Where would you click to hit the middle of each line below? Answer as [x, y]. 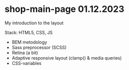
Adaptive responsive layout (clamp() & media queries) [67, 58]
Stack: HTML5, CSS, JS [29, 32]
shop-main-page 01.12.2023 [64, 9]
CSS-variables [27, 63]
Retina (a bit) [25, 53]
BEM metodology [30, 42]
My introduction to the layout [34, 23]
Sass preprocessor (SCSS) [39, 47]
